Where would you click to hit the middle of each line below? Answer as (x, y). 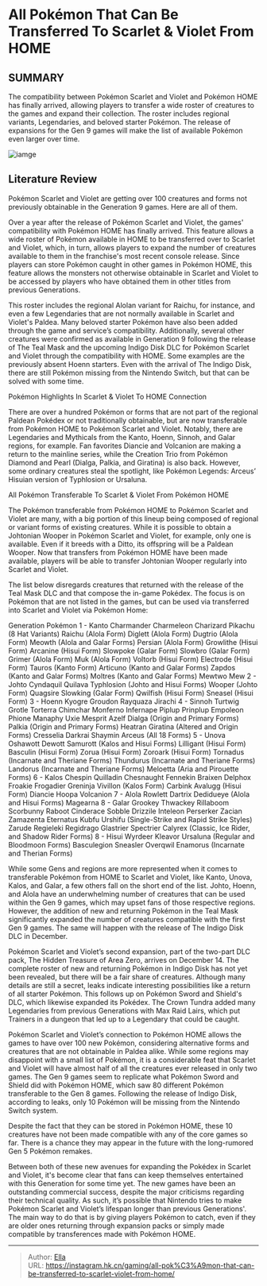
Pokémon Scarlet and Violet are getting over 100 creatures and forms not (128, 198)
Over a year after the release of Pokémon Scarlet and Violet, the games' (126, 222)
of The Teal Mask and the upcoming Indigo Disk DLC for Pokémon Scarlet (129, 347)
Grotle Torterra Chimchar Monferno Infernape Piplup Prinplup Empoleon (126, 709)
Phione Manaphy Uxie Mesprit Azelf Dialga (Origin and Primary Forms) (124, 718)
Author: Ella (46, 1257)
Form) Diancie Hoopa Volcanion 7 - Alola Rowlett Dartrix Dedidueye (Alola (129, 794)
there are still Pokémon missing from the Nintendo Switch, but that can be (129, 373)
